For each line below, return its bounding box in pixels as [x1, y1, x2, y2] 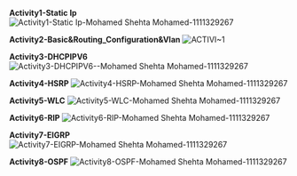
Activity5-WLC [9, 95, 66, 106]
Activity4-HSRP [9, 78, 69, 88]
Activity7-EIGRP [9, 130, 71, 140]
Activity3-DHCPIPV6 [9, 52, 89, 61]
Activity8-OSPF [9, 156, 69, 167]
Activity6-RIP [9, 113, 60, 123]
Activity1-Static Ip [9, 8, 77, 18]
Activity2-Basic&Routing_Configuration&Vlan [9, 35, 181, 44]
